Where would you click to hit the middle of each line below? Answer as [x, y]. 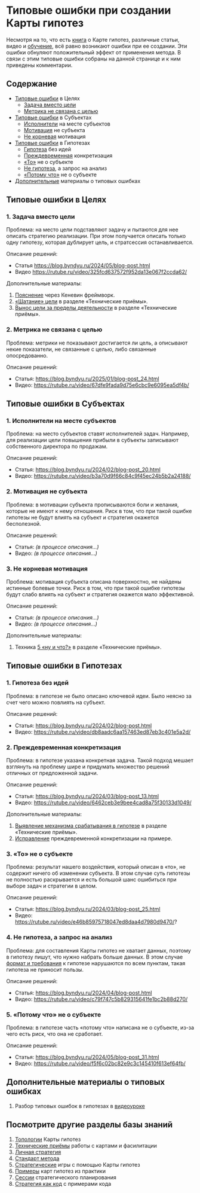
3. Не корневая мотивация [47, 569]
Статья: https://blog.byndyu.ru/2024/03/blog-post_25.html [87, 909]
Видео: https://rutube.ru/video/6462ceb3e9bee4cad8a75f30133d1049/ [103, 803]
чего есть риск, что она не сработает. [55, 1034]
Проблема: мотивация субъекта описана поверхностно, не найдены [94, 582]
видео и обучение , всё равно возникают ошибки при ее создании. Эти [97, 46]
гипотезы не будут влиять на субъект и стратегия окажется [83, 517]
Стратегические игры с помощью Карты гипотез [77, 1164]
